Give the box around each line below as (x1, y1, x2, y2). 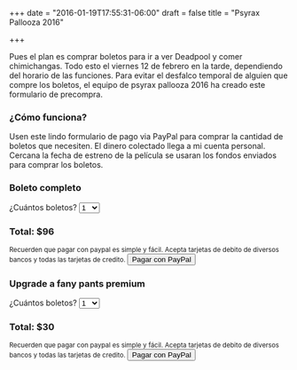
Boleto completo (9, 182, 82, 194)
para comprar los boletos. (9, 160, 104, 170)
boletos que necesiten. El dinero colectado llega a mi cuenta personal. (9, 141, 266, 152)
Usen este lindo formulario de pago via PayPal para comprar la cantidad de (9, 131, 284, 142)
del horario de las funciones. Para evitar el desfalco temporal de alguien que (9, 70, 288, 81)
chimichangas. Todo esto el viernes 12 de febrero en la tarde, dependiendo (9, 61, 284, 71)
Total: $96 (9, 225, 55, 238)
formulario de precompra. (9, 89, 104, 99)
